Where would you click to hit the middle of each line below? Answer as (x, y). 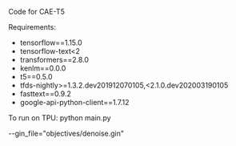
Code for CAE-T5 (37, 12)
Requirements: (32, 27)
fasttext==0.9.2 (46, 94)
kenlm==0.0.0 (43, 68)
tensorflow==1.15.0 (51, 43)
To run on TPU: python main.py (60, 118)
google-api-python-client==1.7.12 (74, 102)
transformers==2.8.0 (54, 60)
